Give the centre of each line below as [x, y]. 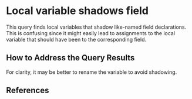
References [28, 91]
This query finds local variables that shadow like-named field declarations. [96, 27]
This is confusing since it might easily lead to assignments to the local [90, 33]
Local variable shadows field [77, 11]
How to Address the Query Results [70, 58]
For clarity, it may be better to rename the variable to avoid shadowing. [92, 72]
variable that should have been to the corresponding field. [76, 39]
